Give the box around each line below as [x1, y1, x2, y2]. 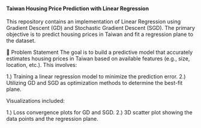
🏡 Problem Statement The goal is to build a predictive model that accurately [6, 48, 193, 56]
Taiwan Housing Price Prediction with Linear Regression [6, 5, 149, 12]
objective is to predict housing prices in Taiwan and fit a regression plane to [6, 31, 194, 38]
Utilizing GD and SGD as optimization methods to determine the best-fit [6, 80, 183, 87]
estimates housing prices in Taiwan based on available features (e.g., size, [6, 55, 190, 62]
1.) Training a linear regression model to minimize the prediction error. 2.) [6, 73, 186, 80]
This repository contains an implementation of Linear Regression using [6, 18, 181, 25]
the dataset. [6, 37, 36, 44]
